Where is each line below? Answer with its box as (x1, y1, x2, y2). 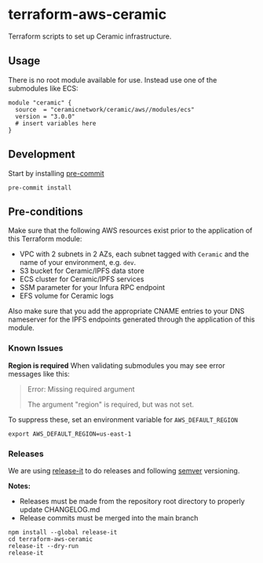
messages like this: (8, 369, 71, 378)
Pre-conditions (8, 204, 84, 218)
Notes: (8, 481, 31, 491)
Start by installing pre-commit (8, 168, 104, 178)
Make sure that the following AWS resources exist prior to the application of (8, 226, 253, 235)
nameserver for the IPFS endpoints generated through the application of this (8, 315, 255, 324)
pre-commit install (8, 183, 72, 192)
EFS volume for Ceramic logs (19, 291, 114, 300)
